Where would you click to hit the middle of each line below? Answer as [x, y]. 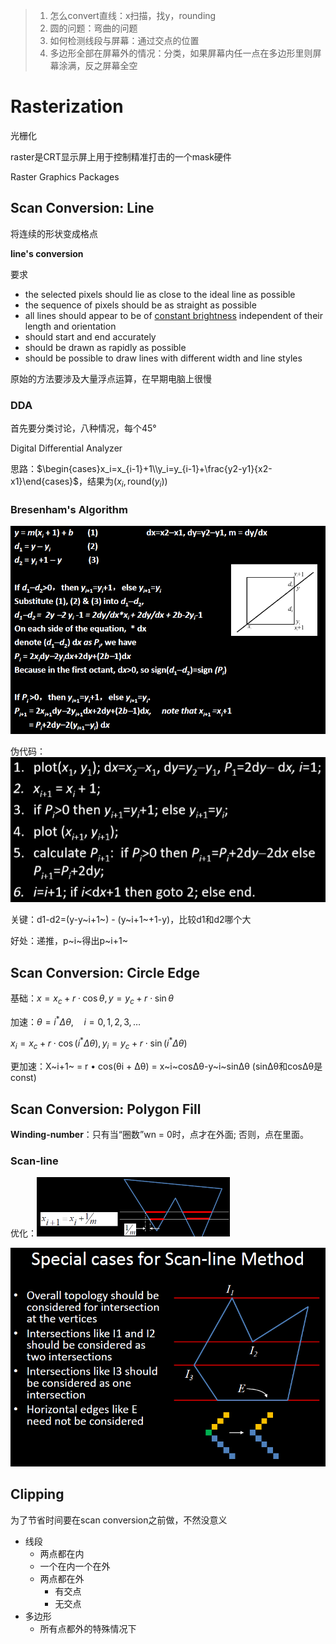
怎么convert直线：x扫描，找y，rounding [133, 15]
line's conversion [47, 253]
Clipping [37, 1494]
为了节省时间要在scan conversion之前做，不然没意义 [119, 1520]
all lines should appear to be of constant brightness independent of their [173, 315]
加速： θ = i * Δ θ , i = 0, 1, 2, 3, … [75, 1021]
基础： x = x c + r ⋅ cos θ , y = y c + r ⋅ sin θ [92, 999]
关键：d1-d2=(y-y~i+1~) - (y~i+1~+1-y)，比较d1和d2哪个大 [131, 920]
